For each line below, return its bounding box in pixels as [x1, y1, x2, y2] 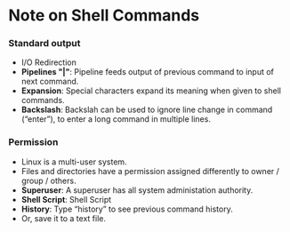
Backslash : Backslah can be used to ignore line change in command [20, 104, 273, 116]
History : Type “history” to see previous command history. [20, 204, 233, 214]
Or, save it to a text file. [20, 212, 106, 223]
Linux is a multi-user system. [20, 156, 127, 167]
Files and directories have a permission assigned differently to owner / [20, 165, 279, 176]
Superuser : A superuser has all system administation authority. [20, 184, 254, 196]
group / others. [20, 175, 77, 186]
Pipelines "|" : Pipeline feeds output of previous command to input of [20, 67, 275, 77]
